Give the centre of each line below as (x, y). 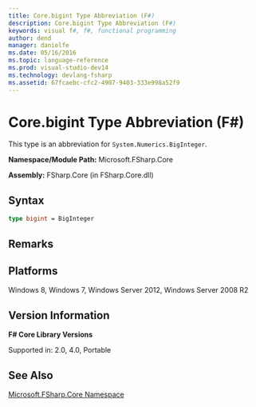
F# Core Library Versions (51, 335)
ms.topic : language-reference (59, 61)
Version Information (59, 315)
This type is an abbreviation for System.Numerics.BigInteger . (108, 144)
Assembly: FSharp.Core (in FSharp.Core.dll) (81, 175)
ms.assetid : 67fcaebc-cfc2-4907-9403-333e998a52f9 (94, 82)
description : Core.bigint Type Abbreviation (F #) (93, 23)
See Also (31, 375)
